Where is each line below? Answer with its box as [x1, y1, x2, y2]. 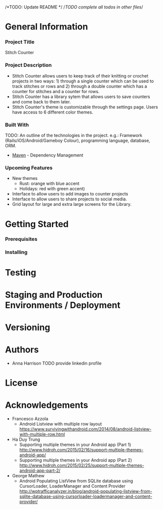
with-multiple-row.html [19, 431, 65, 437]
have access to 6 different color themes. [12, 109, 93, 115]
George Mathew [12, 473, 45, 479]
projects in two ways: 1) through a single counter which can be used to [12, 78, 154, 84]
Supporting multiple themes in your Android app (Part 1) [19, 442, 131, 448]
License [5, 377, 38, 389]
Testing [5, 267, 36, 278]
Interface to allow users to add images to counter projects [12, 191, 128, 197]
